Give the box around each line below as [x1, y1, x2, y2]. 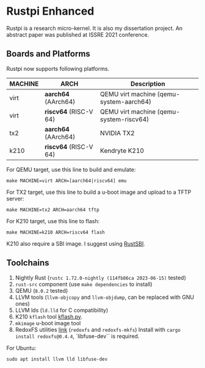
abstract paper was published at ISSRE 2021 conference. [6, 31, 149, 38]
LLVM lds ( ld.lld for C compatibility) [15, 306, 109, 314]
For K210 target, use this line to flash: [6, 217, 99, 224]
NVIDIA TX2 [99, 128, 135, 137]
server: [6, 194, 24, 202]
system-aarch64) [99, 97, 151, 106]
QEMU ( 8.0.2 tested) [15, 287, 68, 294]
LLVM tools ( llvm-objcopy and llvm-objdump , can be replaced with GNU [15, 293, 194, 301]
